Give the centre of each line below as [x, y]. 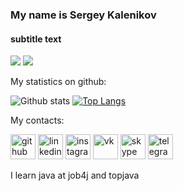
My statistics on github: [58, 82]
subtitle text [36, 39]
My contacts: [37, 120]
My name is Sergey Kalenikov [83, 15]
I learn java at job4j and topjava [75, 175]
